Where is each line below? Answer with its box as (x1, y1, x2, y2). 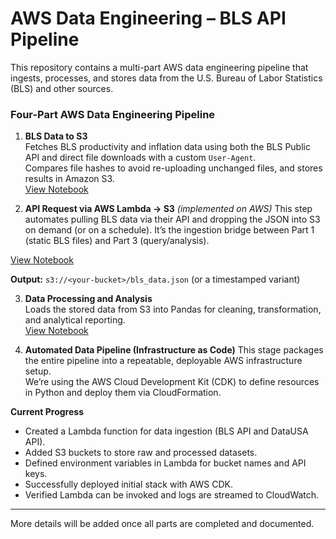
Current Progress (10, 406, 84, 418)
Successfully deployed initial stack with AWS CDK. (24, 478, 233, 491)
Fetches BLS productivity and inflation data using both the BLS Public (24, 141, 311, 153)
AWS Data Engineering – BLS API (10, 7, 287, 30)
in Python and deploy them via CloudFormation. (24, 387, 222, 399)
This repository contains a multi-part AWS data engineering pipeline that (10, 61, 309, 73)
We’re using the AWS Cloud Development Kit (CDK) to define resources (24, 376, 320, 388)
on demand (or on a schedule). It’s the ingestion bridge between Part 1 (24, 224, 315, 236)
